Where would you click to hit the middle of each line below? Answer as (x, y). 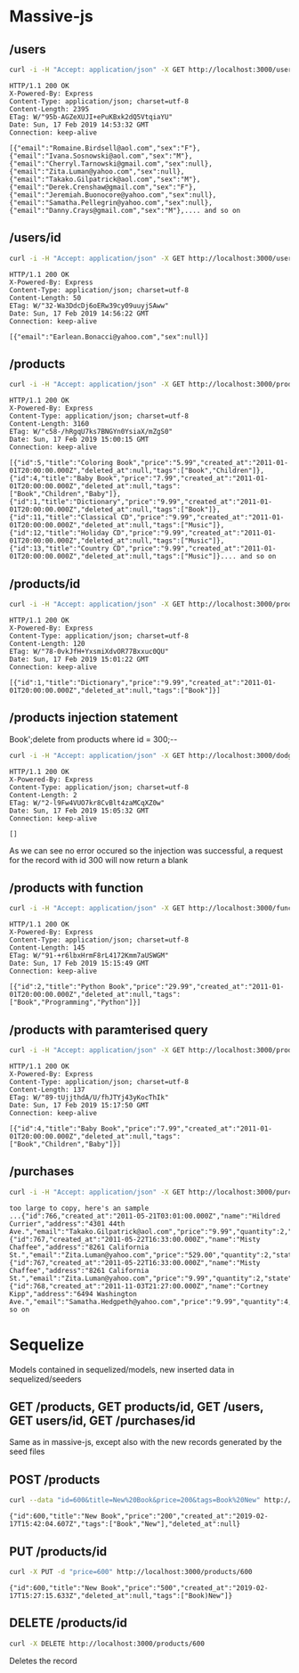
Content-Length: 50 (45, 298)
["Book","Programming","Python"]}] (75, 1003)
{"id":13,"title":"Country (59, 549)
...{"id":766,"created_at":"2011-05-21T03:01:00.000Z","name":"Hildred (145, 1216)
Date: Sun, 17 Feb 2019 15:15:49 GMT (79, 964)
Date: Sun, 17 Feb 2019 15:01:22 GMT (79, 659)
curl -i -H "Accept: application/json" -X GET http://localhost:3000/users (153, 69)
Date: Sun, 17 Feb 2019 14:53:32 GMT (79, 125)
